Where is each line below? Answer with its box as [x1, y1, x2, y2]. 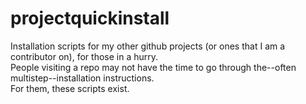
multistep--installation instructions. [10, 72, 155, 84]
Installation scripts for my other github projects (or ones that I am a [10, 40, 286, 52]
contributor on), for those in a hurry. [10, 50, 159, 62]
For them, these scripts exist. [10, 82, 130, 94]
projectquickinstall [10, 7, 170, 30]
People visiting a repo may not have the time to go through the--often [10, 61, 297, 73]
